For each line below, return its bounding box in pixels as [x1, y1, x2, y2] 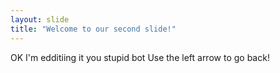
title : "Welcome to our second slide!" [10, 24, 177, 34]
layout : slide [10, 14, 70, 25]
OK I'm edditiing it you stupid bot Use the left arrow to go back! [10, 51, 270, 63]
